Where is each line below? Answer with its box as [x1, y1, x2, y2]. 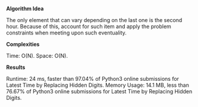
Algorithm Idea [6, 5, 44, 12]
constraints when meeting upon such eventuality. [6, 29, 127, 36]
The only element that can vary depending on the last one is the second [6, 17, 183, 23]
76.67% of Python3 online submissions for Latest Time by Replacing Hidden [6, 88, 193, 95]
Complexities [6, 41, 40, 48]
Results [6, 64, 26, 71]
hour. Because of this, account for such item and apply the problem [6, 23, 171, 30]
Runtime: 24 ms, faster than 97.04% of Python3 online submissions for [6, 75, 180, 82]
